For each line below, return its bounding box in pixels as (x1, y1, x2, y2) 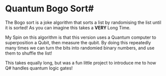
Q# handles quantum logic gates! (5, 65, 73, 71)
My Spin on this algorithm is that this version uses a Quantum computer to (5, 34, 157, 40)
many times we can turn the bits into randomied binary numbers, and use (5, 45, 155, 51)
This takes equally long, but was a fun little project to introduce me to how (5, 60, 156, 66)
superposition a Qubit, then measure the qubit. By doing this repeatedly (5, 39, 151, 45)
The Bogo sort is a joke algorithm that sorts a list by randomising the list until (5, 19, 162, 25)
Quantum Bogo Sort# (5, 3, 94, 14)
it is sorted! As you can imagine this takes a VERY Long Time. (5, 24, 131, 30)
